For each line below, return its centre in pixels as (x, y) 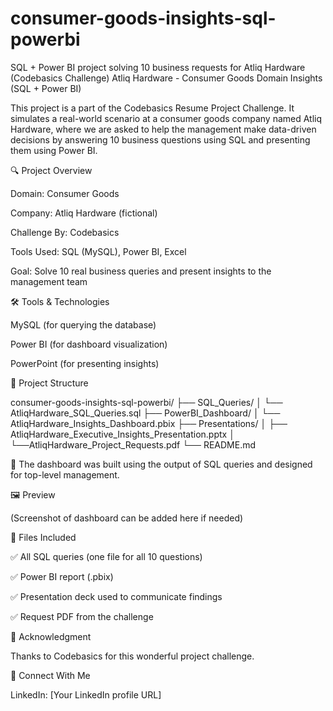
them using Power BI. (54, 150)
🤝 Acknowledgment (51, 636)
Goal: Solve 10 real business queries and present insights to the (141, 271)
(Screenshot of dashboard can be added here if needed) (127, 518)
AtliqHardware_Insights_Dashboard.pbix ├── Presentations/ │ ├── (149, 423)
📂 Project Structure (49, 383)
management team (49, 281)
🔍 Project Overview (51, 170)
